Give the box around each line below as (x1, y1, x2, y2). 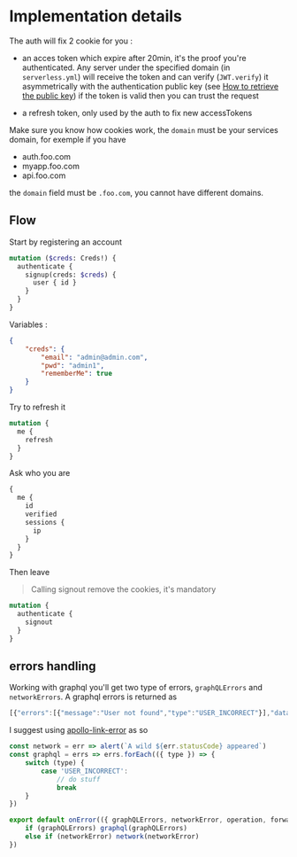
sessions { (25, 518, 65, 526)
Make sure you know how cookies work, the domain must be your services (9, 124, 278, 135)
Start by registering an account (9, 237, 122, 247)
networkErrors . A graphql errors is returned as (9, 691, 178, 702)
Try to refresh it (9, 401, 66, 412)
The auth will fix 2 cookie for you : (9, 35, 133, 46)
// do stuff (56, 775, 101, 783)
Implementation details (9, 6, 183, 27)
